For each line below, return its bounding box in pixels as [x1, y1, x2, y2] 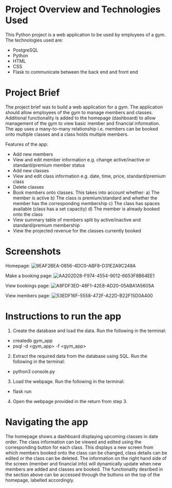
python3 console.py [12, 368, 55, 374]
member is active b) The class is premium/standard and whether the [12, 194, 158, 201]
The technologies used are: [5, 37, 63, 43]
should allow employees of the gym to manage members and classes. [5, 109, 153, 115]
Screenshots [5, 246, 61, 258]
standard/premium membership [12, 222, 80, 228]
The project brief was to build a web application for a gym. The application [5, 104, 163, 110]
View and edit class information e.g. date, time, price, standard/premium [12, 173, 166, 179]
